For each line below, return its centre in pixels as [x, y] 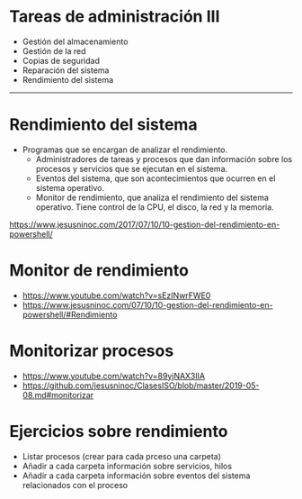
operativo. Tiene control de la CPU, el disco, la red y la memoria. [155, 207]
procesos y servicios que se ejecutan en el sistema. [132, 168]
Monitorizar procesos [92, 351]
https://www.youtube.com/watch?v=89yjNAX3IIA [113, 376]
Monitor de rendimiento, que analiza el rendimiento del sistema [152, 197]
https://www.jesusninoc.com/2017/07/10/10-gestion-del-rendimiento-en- [145, 224]
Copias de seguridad [61, 60]
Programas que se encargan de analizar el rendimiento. [125, 150]
